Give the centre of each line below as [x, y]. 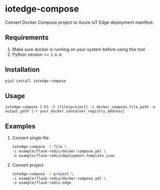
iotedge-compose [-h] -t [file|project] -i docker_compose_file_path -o [80, 107]
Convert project [28, 165]
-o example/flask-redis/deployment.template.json [63, 156]
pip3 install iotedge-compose [36, 81]
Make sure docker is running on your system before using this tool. [79, 49]
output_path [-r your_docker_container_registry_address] [65, 111]
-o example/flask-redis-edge [42, 183]
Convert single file [30, 138]
